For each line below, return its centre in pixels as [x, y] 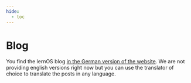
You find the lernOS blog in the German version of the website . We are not [95, 62]
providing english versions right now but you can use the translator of [90, 68]
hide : [13, 11]
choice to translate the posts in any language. [61, 74]
